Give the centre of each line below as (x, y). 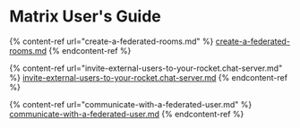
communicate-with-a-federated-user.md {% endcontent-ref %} (127, 114)
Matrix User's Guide (85, 17)
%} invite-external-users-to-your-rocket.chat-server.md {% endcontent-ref (149, 77)
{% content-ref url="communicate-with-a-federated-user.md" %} (131, 104)
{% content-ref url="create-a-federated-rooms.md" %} (111, 41)
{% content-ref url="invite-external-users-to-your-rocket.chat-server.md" (146, 68)
